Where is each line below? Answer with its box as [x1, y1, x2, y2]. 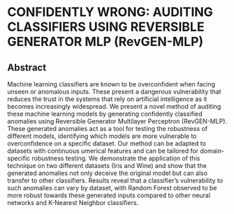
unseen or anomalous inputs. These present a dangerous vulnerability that [7, 88, 221, 95]
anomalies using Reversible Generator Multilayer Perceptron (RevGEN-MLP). [7, 117, 228, 125]
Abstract [7, 61, 47, 73]
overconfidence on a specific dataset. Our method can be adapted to [7, 139, 206, 147]
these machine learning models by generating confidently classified [7, 109, 203, 118]
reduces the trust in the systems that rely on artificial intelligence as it [7, 95, 207, 103]
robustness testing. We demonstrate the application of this [31, 154, 200, 162]
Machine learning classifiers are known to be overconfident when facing [7, 80, 215, 88]
